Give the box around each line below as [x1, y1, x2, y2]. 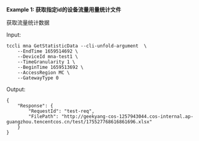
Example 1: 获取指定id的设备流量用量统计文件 [6, 6, 122, 13]
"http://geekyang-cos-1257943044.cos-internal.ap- [61, 114, 193, 120]
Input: [6, 31, 21, 38]
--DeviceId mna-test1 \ [17, 54, 79, 60]
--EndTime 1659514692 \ [17, 48, 79, 54]
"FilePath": [28, 114, 60, 120]
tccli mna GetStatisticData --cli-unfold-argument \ [6, 43, 147, 49]
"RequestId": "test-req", [28, 108, 95, 114]
